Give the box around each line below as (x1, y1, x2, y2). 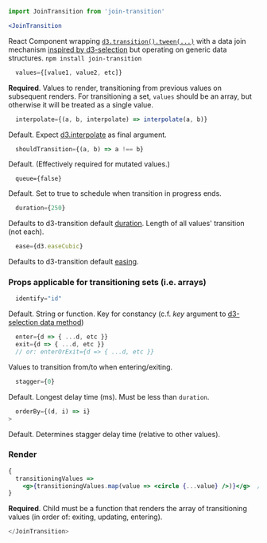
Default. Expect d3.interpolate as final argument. (8, 130, 167, 139)
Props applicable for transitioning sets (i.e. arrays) (8, 277, 207, 288)
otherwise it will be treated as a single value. (8, 100, 153, 109)
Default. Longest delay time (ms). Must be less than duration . (8, 392, 210, 401)
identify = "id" (15, 295, 62, 303)
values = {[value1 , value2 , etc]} (15, 68, 123, 76)
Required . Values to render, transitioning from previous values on (8, 83, 222, 92)
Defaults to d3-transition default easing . (8, 257, 139, 267)
